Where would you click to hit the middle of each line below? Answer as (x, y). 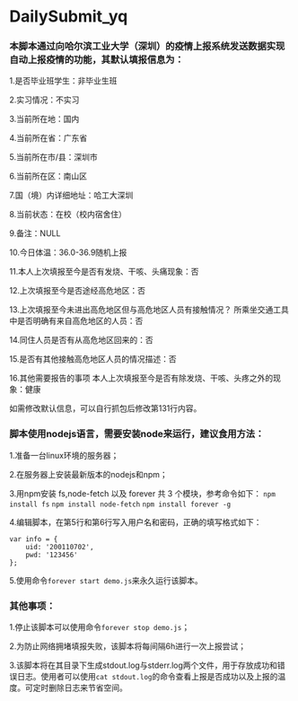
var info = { (34, 539)
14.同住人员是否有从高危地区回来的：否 (82, 340)
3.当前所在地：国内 (44, 119)
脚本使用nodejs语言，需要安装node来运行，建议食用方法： (137, 434)
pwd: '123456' (52, 555)
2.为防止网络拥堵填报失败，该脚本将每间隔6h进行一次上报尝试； (128, 646)
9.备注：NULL (35, 233)
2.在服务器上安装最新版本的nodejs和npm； (88, 474)
